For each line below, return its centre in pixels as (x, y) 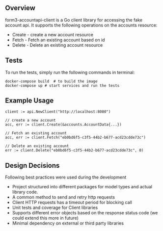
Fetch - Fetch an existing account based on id (58, 40)
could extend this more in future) (45, 218)
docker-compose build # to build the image (51, 81)
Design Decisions (32, 166)
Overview (20, 8)
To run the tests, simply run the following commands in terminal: (70, 72)
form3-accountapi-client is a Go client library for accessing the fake (74, 20)
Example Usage (29, 101)
